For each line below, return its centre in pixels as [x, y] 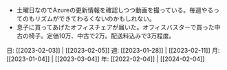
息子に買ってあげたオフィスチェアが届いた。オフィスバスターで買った [115, 27]
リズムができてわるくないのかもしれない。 [95, 19]
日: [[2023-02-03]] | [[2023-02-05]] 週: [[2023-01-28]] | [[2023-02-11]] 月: [113, 50]
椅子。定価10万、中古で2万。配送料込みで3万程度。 [102, 36]
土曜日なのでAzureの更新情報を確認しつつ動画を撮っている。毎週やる [115, 10]
